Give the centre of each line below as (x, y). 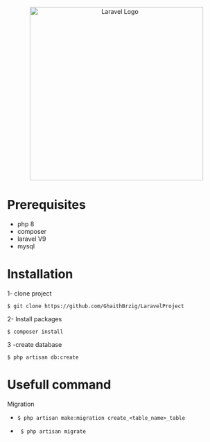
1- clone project (29, 293)
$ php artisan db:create (43, 357)
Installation (40, 274)
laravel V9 (32, 239)
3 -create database (35, 344)
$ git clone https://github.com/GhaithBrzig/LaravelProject (96, 306)
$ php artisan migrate (53, 431)
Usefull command (59, 385)
